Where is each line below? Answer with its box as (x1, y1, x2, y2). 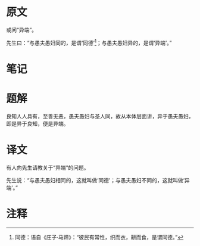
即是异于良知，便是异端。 (6, 120, 69, 127)
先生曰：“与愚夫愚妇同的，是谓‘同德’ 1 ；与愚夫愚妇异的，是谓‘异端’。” (6, 38, 172, 46)
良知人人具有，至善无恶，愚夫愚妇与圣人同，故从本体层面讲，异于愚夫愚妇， (6, 113, 194, 120)
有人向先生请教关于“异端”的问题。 (6, 164, 89, 171)
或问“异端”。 (6, 26, 37, 33)
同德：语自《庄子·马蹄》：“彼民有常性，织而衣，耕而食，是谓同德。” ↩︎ (14, 233, 184, 241)
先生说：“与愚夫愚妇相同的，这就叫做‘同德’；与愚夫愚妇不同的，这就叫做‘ (6, 176, 185, 183)
